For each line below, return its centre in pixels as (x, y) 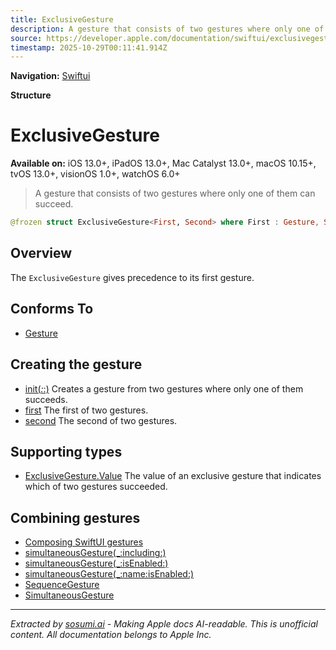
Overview (41, 253)
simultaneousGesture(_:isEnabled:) (96, 563)
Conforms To (52, 309)
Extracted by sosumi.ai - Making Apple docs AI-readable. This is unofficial (164, 624)
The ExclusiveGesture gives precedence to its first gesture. (132, 277)
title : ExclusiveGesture (62, 19)
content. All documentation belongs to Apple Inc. (111, 635)
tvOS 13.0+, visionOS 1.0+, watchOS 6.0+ (95, 174)
